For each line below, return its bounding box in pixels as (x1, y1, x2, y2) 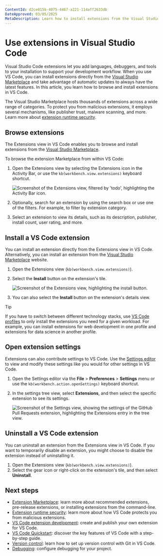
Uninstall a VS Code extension (5, 429, 98, 438)
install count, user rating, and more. (12, 219, 83, 225)
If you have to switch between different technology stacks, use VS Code (5, 313, 149, 319)
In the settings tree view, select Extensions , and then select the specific (12, 390, 157, 396)
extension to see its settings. (12, 395, 69, 401)
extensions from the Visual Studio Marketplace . (5, 146, 100, 152)
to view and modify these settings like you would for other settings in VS (5, 361, 150, 367)
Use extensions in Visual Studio (5, 37, 135, 48)
